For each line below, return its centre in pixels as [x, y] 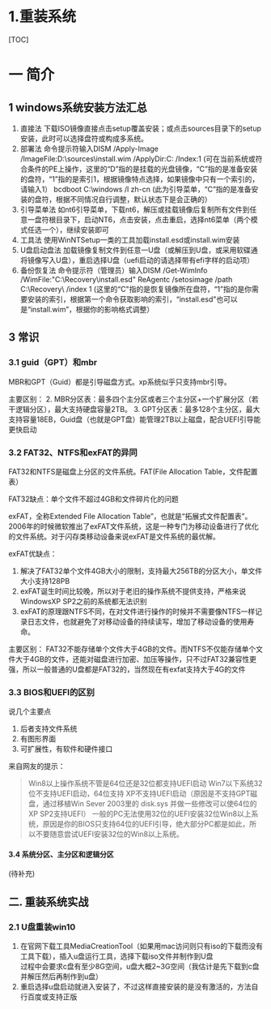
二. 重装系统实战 [49, 902]
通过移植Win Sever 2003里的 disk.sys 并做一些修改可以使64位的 [150, 804]
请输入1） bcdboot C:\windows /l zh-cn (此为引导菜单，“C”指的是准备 [136, 189]
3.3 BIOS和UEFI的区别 [52, 692]
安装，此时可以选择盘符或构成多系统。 [84, 138]
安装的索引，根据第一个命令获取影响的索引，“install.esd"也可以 [132, 299]
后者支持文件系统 [49, 729]
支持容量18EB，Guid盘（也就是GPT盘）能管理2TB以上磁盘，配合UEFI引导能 [135, 419]
